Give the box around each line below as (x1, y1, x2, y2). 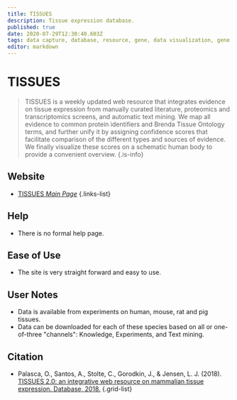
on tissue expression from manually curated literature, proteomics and (24, 104, 231, 113)
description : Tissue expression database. (7, 17, 135, 24)
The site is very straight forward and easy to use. (17, 268, 162, 277)
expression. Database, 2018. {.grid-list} (17, 384, 133, 393)
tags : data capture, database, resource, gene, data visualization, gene (7, 37, 231, 44)
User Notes (7, 289, 58, 301)
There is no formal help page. (17, 228, 104, 238)
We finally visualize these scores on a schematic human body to (24, 143, 213, 151)
